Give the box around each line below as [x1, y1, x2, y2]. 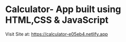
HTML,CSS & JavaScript [5, 14, 109, 26]
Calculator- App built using [5, 4, 121, 15]
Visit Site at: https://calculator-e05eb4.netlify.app [5, 31, 108, 37]
